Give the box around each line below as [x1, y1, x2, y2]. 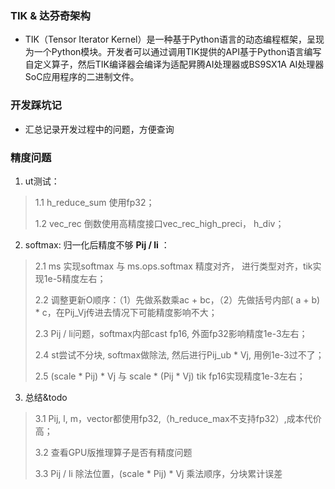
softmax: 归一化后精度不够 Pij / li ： [24, 238, 170, 251]
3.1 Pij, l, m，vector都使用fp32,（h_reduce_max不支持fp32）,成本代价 [34, 412, 322, 424]
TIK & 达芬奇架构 [10, 8, 91, 22]
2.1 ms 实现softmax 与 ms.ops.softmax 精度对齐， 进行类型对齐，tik [34, 260, 313, 272]
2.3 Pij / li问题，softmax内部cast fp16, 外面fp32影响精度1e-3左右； [34, 327, 308, 339]
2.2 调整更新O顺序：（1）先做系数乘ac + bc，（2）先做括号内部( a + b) [34, 293, 321, 306]
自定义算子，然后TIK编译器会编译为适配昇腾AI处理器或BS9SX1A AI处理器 [24, 58, 325, 71]
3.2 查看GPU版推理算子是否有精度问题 [34, 446, 193, 458]
